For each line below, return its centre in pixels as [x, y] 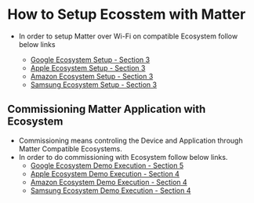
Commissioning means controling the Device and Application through [131, 140]
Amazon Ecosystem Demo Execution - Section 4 [109, 182]
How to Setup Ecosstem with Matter [127, 14]
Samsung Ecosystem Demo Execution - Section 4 [111, 190]
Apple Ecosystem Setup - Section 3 [88, 67]
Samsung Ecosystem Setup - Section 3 [94, 85]
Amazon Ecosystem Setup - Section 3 [92, 76]
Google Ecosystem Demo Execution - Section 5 [107, 165]
